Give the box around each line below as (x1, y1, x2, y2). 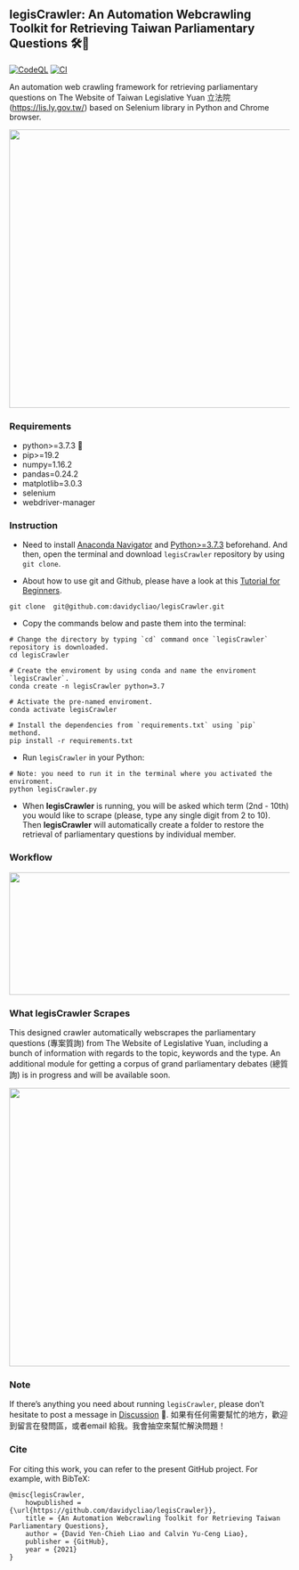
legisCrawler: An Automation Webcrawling (9, 7, 252, 22)
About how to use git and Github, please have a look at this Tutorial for (21, 576, 280, 586)
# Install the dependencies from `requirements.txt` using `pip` (9, 721, 256, 730)
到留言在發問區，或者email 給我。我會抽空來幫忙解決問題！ (9, 1420, 227, 1431)
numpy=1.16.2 (21, 459, 73, 470)
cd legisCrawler (9, 650, 69, 660)
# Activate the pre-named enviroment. (9, 698, 153, 707)
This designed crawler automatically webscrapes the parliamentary (9, 1027, 256, 1037)
